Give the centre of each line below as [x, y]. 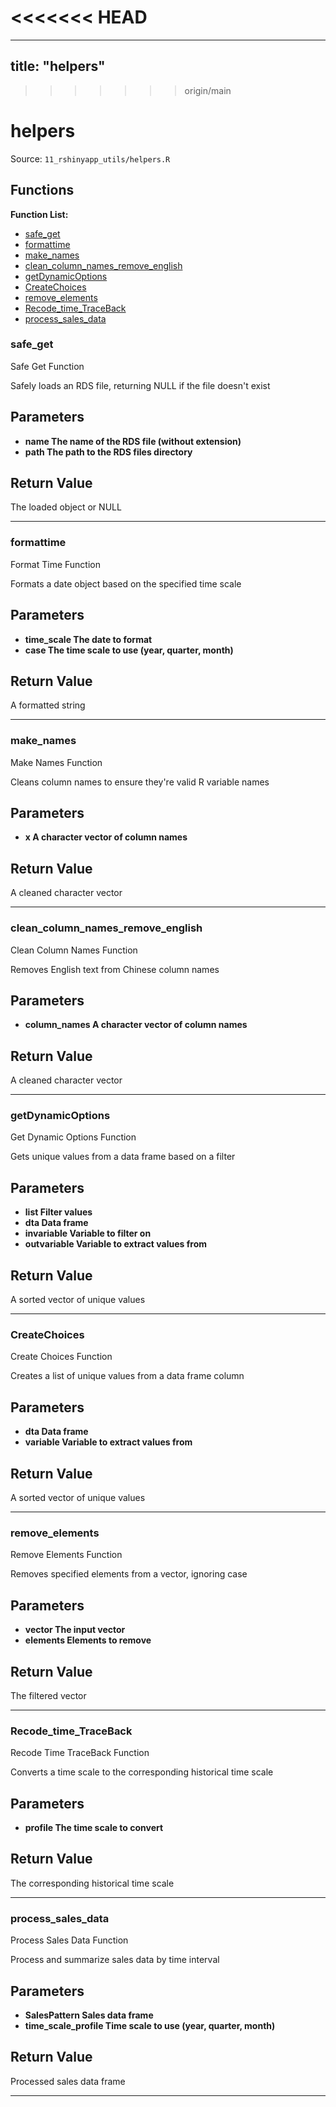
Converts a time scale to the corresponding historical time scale [142, 1772]
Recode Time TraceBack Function [80, 1753]
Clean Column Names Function [74, 950]
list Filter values [58, 1212]
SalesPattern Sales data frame [89, 2015]
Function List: [39, 214]
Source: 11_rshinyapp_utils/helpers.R [90, 158]
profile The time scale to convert [94, 1828]
